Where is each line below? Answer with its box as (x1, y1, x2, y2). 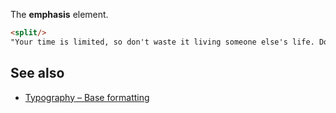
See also (10, 65, 65, 82)
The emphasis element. (10, 9, 109, 20)
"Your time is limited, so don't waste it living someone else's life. (10, 37, 315, 47)
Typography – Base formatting (24, 91, 150, 103)
